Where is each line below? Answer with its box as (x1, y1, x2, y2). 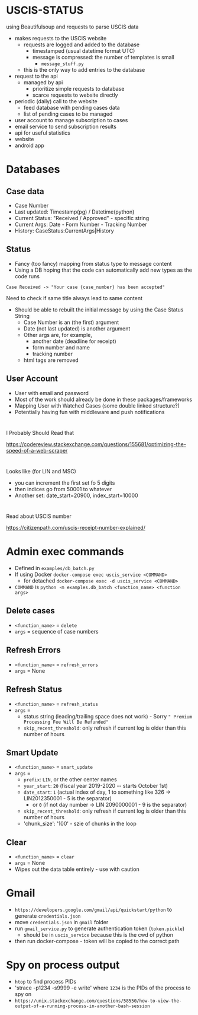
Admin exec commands (6, 545, 124, 558)
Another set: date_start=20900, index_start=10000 (14, 492, 138, 499)
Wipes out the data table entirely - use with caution (14, 866, 140, 873)
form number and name (32, 343, 90, 351)
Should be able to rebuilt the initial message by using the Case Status (14, 306, 184, 313)
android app (14, 142, 44, 149)
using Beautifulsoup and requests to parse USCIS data (6, 23, 139, 30)
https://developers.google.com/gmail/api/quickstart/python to (14, 906, 173, 914)
